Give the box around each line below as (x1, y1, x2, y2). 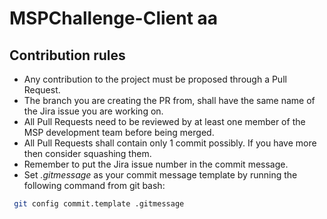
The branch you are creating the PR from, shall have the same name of (23, 95, 316, 106)
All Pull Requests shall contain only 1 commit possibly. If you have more (23, 137, 317, 149)
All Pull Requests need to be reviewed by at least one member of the (23, 116, 306, 127)
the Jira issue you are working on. (23, 105, 164, 117)
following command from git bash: (23, 180, 166, 191)
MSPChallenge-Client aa (9, 7, 219, 30)
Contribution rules (9, 47, 126, 64)
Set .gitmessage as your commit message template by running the (23, 169, 298, 181)
